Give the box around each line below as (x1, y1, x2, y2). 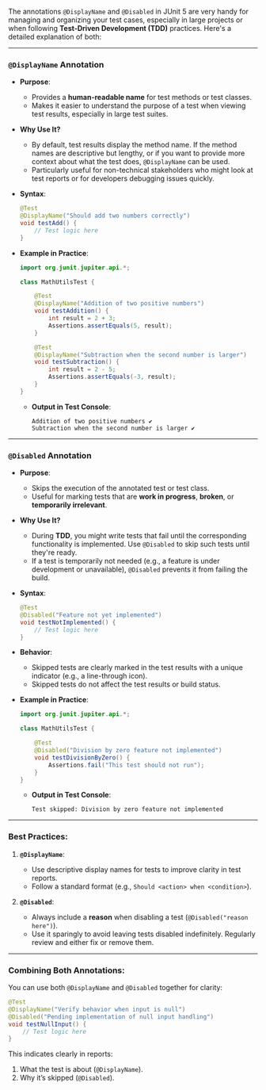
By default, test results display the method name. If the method (31, 140, 237, 150)
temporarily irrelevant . (31, 500, 108, 510)
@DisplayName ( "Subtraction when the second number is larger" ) (34, 350, 247, 359)
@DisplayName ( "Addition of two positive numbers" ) (34, 300, 205, 308)
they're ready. (31, 548, 78, 557)
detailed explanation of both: (8, 32, 102, 41)
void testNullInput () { (8, 1020, 87, 1028)
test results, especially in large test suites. (31, 109, 169, 119)
